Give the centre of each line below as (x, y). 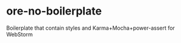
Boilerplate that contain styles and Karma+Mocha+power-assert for (91, 28)
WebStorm (20, 34)
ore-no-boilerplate (54, 11)
